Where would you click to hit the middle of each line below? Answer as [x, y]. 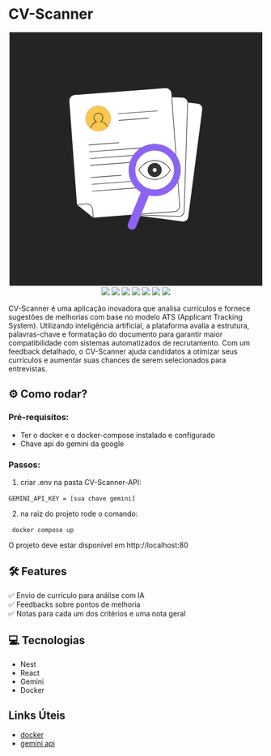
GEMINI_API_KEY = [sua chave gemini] [72, 498]
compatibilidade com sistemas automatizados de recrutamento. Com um [129, 342]
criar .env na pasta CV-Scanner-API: [80, 482]
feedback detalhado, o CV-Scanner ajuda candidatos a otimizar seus [123, 351]
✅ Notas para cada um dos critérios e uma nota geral [97, 613]
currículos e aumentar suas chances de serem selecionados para [117, 360]
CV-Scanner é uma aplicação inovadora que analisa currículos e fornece [129, 308]
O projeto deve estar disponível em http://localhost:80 [98, 545]
